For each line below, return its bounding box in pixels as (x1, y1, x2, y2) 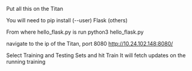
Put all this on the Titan (6, 5, 63, 12)
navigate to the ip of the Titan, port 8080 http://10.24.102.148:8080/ (6, 40, 173, 47)
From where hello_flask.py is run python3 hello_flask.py (6, 28, 144, 35)
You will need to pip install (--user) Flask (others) (6, 17, 128, 23)
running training (6, 58, 46, 65)
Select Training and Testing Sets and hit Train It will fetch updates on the (6, 52, 186, 59)
